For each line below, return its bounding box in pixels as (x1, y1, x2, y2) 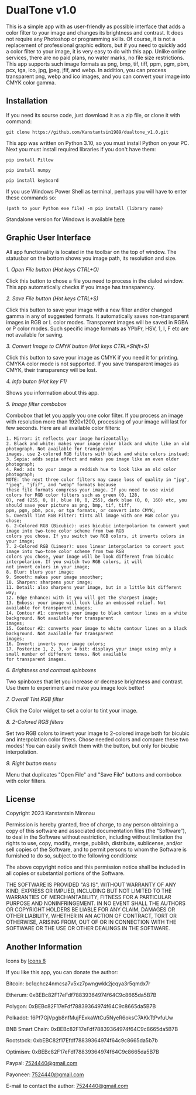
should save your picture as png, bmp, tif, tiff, (6, 502, 132, 508)
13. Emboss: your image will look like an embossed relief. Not (6, 599, 166, 606)
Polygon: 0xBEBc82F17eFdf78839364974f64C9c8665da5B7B (6, 1003, 156, 1010)
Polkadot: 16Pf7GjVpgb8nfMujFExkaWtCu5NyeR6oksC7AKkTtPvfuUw (6, 1014, 174, 1021)
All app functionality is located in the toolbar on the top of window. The (6, 248, 177, 255)
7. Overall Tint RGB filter (6, 696, 64, 703)
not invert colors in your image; (6, 564, 91, 569)
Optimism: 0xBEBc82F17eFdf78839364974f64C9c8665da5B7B (6, 1048, 160, 1056)
